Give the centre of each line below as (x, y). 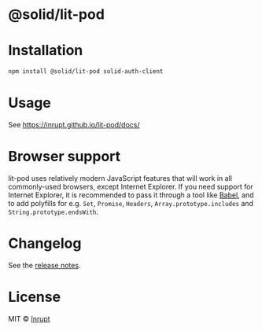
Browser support (65, 157)
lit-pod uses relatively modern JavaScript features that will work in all (120, 178)
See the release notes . (44, 265)
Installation (46, 51)
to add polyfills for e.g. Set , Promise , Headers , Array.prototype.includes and (131, 203)
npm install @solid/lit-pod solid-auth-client (86, 72)
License (35, 297)
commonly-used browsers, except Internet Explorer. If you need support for (131, 186)
